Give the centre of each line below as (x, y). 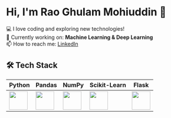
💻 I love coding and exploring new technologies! (65, 28)
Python (19, 85)
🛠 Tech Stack (32, 65)
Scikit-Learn (108, 85)
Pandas (46, 85)
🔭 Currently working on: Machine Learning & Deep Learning (80, 37)
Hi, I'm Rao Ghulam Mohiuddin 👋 (86, 12)
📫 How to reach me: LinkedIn (42, 44)
